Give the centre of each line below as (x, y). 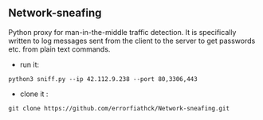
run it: (29, 64)
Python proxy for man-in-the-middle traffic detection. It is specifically (122, 32)
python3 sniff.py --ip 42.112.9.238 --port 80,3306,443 (103, 79)
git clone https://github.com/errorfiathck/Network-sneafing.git (119, 108)
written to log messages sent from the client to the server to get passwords (132, 41)
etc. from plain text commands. (59, 49)
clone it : (34, 94)
